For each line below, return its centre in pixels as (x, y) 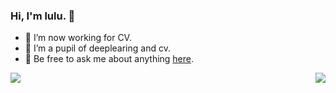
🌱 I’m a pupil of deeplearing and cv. (97, 48)
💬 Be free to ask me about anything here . (109, 59)
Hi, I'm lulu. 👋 (43, 16)
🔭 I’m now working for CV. (78, 38)
